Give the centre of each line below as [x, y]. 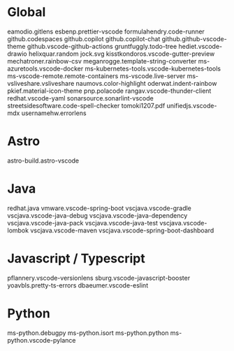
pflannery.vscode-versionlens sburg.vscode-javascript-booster [99, 278]
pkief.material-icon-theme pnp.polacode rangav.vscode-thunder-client [109, 91]
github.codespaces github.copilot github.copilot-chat [84, 38]
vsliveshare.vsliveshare [41, 83]
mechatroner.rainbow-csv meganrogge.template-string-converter [102, 61]
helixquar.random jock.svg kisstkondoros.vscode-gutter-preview [122, 54]
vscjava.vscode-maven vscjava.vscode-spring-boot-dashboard [122, 230]
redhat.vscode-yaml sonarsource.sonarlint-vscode [80, 98]
